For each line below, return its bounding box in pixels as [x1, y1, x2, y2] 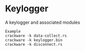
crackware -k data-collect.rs [5, 33, 67, 38]
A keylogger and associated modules [5, 19, 80, 25]
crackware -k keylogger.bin [5, 38, 63, 43]
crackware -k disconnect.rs [5, 42, 63, 47]
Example [5, 29, 21, 34]
